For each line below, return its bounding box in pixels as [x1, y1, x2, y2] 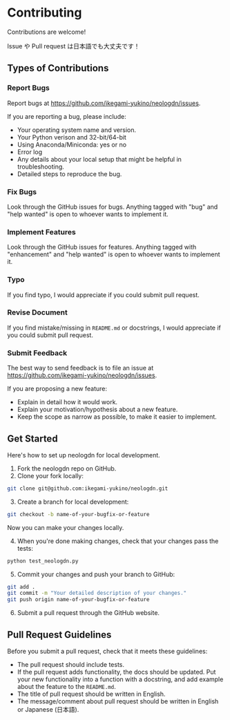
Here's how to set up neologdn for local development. [7, 451, 160, 459]
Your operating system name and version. [17, 126, 137, 134]
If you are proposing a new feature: [7, 385, 108, 393]
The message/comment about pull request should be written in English [17, 697, 219, 705]
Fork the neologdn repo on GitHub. [17, 464, 117, 473]
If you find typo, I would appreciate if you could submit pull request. [7, 290, 200, 299]
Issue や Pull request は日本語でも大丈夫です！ [7, 41, 140, 50]
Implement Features [7, 227, 76, 236]
